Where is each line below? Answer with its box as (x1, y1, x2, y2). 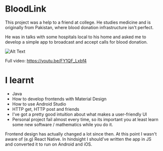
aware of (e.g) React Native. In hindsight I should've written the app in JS (5, 136, 152, 142)
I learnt (5, 75, 34, 86)
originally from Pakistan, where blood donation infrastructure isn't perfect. (5, 24, 154, 30)
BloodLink (5, 3, 47, 15)
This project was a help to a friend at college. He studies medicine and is (5, 19, 151, 25)
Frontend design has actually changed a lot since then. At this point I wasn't (5, 131, 157, 136)
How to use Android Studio (12, 101, 67, 107)
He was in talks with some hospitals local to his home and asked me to (5, 34, 146, 40)
